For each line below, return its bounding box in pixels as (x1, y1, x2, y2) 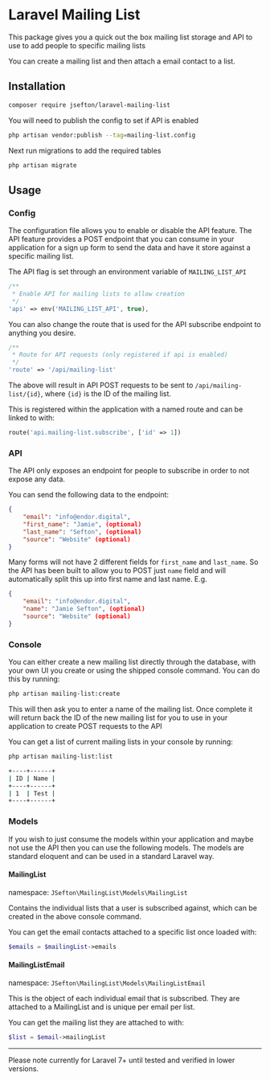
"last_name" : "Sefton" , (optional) (22, 528, 142, 536)
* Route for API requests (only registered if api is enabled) (11, 351, 228, 359)
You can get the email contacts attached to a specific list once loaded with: (8, 927, 257, 937)
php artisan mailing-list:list (8, 753, 113, 761)
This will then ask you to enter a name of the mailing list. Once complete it (8, 705, 253, 714)
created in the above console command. (8, 911, 142, 921)
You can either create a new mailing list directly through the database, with (8, 657, 256, 667)
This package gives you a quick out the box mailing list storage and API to (8, 32, 253, 42)
